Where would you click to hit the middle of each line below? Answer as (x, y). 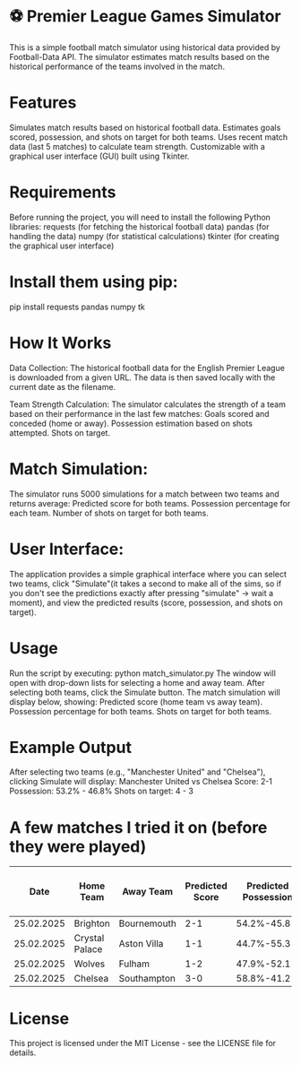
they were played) (78, 846)
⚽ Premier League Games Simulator (145, 17)
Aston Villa (141, 944)
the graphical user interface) (62, 246)
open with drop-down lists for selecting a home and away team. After (137, 682)
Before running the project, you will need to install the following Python (140, 217)
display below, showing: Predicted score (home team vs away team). (136, 701)
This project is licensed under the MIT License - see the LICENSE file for (142, 1043)
